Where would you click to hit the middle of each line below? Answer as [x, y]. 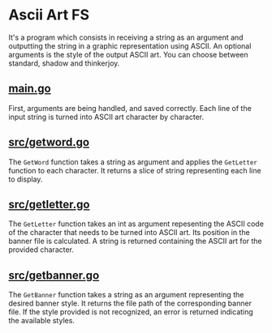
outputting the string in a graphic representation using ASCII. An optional [130, 45]
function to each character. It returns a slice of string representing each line [135, 170]
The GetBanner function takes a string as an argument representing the [126, 295]
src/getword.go [49, 142]
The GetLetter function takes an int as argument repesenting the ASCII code [136, 224]
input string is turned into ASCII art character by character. [106, 117]
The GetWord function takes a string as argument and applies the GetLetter [133, 162]
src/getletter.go [49, 204]
